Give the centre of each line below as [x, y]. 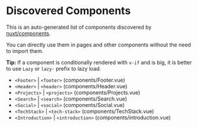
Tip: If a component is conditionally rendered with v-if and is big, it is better [99, 62]
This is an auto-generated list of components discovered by [79, 27]
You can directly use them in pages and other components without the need [98, 45]
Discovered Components [69, 11]
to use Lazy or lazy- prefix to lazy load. [54, 68]
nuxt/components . [29, 33]
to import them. [25, 51]
